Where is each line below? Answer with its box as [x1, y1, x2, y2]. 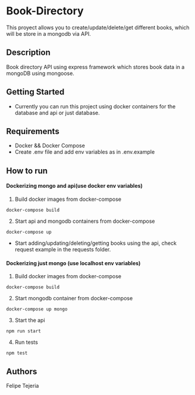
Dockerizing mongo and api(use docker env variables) [6, 182, 143, 189]
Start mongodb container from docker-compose [14, 295, 133, 302]
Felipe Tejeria [6, 382, 39, 389]
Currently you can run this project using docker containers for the [14, 102, 176, 110]
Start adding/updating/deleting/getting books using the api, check [14, 240, 177, 247]
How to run [6, 166, 48, 176]
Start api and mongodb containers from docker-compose [14, 217, 155, 225]
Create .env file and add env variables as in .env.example [14, 148, 155, 155]
